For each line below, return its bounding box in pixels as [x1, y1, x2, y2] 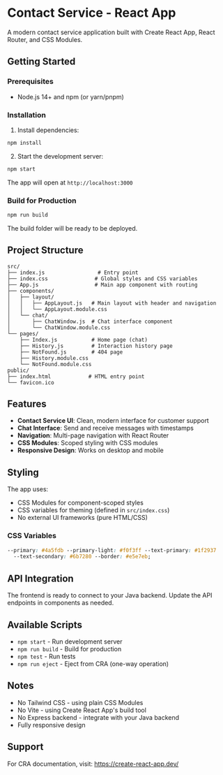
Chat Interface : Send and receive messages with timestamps [17, 424, 194, 433]
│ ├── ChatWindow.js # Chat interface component [7, 318, 173, 325]
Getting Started [7, 56, 76, 68]
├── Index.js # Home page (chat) [20, 336, 148, 343]
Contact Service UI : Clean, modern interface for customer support [17, 417, 209, 425]
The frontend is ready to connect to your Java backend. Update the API [7, 591, 213, 600]
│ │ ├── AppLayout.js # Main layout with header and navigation [7, 299, 217, 307]
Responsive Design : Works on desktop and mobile [17, 446, 164, 455]
